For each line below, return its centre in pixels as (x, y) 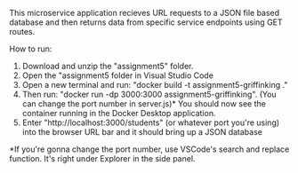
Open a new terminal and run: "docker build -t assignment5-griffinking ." (155, 85)
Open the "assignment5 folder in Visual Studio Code (117, 75)
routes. (22, 31)
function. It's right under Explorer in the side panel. (102, 158)
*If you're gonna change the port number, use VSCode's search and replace (149, 149)
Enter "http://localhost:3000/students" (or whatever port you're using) (151, 122)
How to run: (31, 49)
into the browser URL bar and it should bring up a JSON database (142, 132)
